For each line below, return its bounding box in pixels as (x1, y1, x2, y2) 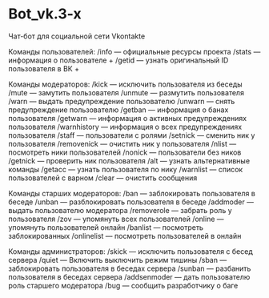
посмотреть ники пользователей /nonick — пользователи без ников (8, 147, 242, 157)
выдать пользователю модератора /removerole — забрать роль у (8, 205, 232, 215)
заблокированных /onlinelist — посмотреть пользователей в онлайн (8, 231, 242, 240)
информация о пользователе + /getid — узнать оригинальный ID (8, 55, 229, 65)
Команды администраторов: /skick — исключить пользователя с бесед (8, 246, 254, 256)
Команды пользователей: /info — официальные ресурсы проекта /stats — (8, 46, 261, 56)
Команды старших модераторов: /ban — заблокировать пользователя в (8, 188, 256, 198)
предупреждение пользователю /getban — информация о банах (8, 105, 229, 115)
